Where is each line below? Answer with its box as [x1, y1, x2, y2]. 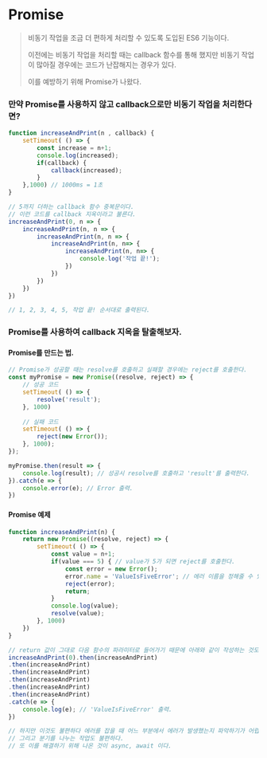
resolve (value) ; [50, 610, 105, 618]
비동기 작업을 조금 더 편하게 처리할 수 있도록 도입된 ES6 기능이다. [27, 33, 230, 42]
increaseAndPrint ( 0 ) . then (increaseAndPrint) [8, 654, 158, 662]
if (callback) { [37, 159, 87, 167]
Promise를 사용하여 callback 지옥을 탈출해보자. [8, 327, 183, 338]
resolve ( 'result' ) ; [37, 395, 102, 403]
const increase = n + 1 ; [37, 143, 112, 152]
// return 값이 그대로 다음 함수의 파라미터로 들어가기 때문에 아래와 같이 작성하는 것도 [8, 646, 260, 654]
